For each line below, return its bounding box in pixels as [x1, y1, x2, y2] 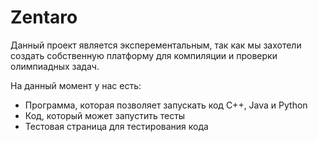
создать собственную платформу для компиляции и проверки [10, 49, 278, 61]
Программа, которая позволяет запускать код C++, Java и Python [24, 99, 308, 111]
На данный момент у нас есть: [10, 79, 142, 91]
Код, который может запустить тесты [24, 109, 186, 121]
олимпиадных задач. [10, 60, 100, 72]
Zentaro [10, 6, 78, 29]
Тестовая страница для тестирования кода [24, 120, 209, 132]
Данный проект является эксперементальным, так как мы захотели [10, 39, 302, 51]
